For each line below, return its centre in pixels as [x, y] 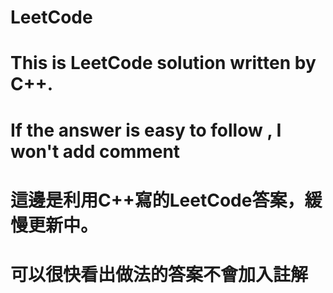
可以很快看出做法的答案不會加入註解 [159, 274]
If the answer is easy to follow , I [146, 130]
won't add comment [95, 151]
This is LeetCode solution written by [163, 63]
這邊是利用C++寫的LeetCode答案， [157, 200]
